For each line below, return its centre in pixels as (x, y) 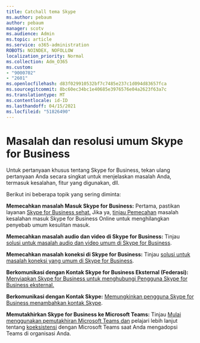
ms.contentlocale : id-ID (37, 100)
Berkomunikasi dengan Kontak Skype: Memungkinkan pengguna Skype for (100, 296)
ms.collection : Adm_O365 (37, 61)
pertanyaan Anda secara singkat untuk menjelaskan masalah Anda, (89, 177)
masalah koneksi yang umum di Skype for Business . (70, 261)
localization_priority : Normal (45, 56)
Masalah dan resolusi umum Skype (95, 141)
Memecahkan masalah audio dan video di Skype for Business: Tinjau (93, 237)
